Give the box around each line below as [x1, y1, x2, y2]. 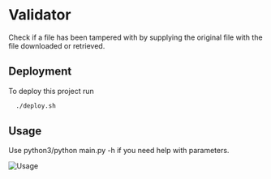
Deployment [8, 65, 72, 79]
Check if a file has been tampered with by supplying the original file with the [8, 32, 263, 42]
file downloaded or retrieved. [8, 40, 105, 50]
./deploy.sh [15, 101, 57, 110]
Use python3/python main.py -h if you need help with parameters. [8, 146, 230, 156]
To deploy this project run [8, 86, 95, 96]
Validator [8, 6, 71, 24]
